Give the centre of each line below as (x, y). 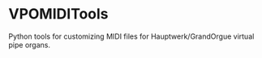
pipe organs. (30, 44)
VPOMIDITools (58, 14)
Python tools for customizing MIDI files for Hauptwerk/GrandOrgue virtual (131, 36)
